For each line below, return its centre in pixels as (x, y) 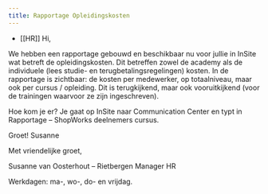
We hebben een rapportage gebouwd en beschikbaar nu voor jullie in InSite (132, 53)
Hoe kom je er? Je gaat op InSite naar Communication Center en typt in (125, 111)
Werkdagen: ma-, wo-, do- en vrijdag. (71, 181)
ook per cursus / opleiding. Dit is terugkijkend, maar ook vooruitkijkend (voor (134, 87)
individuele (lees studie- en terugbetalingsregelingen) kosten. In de (118, 70)
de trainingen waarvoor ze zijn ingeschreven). (84, 95)
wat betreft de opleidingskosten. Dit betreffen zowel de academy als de (126, 62)
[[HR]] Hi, (35, 38)
